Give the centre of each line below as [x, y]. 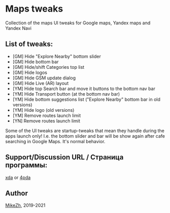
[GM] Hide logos [30, 72]
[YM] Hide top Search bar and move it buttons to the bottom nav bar [84, 89]
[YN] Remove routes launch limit [46, 121]
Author [16, 193]
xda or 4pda [18, 177]
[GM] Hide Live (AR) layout [41, 83]
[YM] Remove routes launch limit [47, 115]
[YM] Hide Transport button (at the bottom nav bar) [66, 94]
